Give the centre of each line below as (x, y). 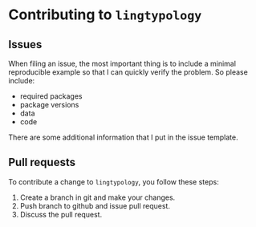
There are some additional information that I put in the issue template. (123, 137)
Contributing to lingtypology (105, 15)
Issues (25, 45)
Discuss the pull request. (61, 214)
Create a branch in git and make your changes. (98, 197)
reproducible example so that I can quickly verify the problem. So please (128, 72)
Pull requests (42, 162)
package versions (49, 105)
